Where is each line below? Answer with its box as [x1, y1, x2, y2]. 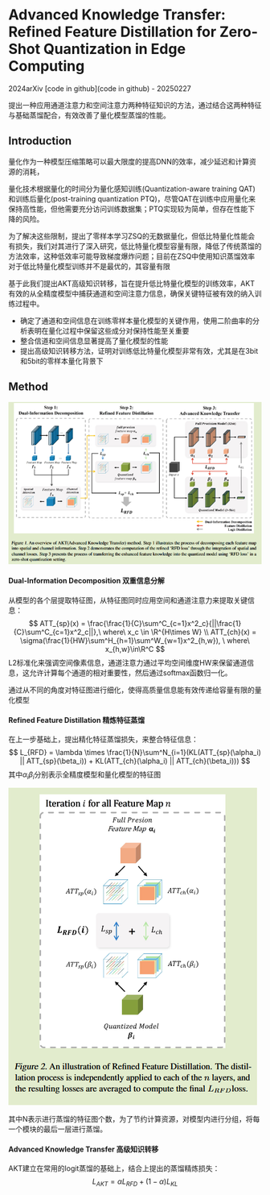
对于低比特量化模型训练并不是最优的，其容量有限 [8, 261, 170, 271]
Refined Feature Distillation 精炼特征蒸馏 [8, 715, 145, 724]
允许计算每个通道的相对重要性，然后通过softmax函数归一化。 [29, 667, 232, 678]
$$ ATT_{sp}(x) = [28, 618, 86, 628]
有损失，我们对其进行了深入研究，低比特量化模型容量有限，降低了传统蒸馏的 [8, 241, 262, 251]
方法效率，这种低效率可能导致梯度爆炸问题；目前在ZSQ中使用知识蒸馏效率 [8, 251, 256, 261]
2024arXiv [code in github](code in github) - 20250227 [8, 83, 191, 93]
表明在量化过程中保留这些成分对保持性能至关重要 [27, 326, 190, 335]
